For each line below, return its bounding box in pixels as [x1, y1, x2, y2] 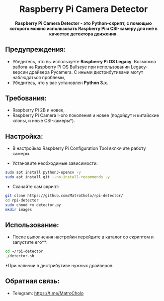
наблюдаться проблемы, [12, 74, 66, 80]
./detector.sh [5, 254, 35, 259]
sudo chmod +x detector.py [5, 202, 61, 207]
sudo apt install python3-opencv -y [5, 170, 81, 175]
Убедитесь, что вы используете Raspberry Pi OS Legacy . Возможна [12, 58, 157, 64]
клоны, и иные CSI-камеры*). [12, 118, 76, 124]
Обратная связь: [5, 277, 60, 286]
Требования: [5, 94, 47, 102]
